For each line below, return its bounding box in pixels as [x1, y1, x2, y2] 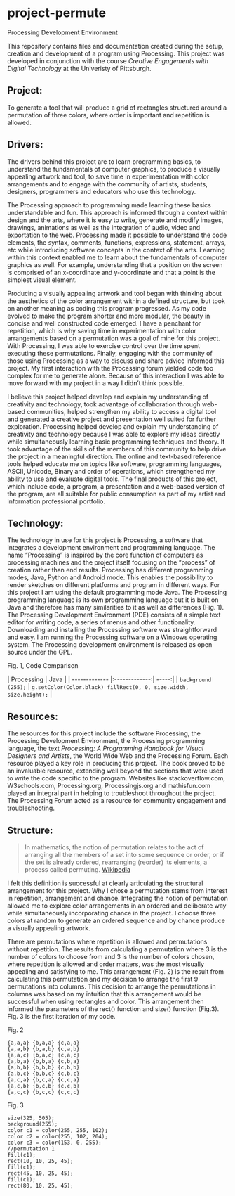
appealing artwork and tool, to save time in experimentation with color [7, 172, 210, 181]
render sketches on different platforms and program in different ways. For [7, 581, 220, 589]
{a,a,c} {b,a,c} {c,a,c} [7, 1052, 80, 1059]
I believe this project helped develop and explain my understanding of [7, 392, 209, 401]
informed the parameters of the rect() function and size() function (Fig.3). [7, 1005, 220, 1013]
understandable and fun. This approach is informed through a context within [7, 208, 228, 217]
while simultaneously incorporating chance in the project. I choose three [7, 909, 216, 917]
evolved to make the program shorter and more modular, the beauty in [7, 311, 210, 320]
